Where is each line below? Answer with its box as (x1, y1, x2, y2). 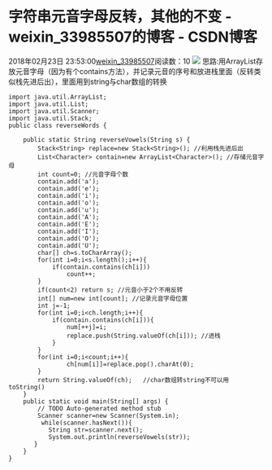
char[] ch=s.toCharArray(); (37, 248, 132, 257)
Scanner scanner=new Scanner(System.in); (37, 411, 180, 419)
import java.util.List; (8, 99, 89, 108)
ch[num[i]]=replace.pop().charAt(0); (66, 360, 195, 368)
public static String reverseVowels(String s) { (23, 135, 191, 143)
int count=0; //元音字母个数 (37, 170, 129, 178)
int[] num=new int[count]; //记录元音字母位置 (37, 294, 188, 302)
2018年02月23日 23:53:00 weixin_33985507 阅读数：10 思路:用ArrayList (8, 56, 257, 66)
